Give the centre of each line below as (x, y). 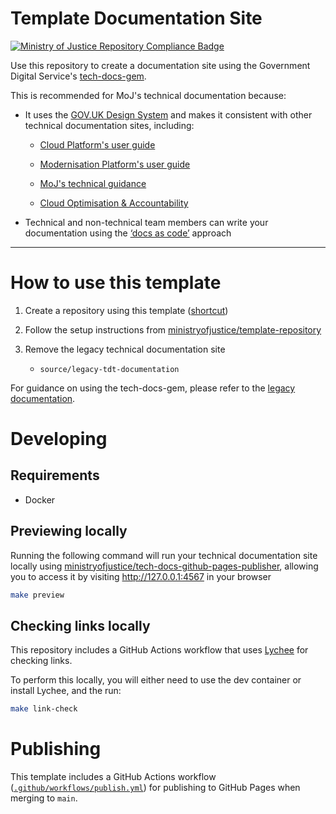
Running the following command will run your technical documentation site (164, 555)
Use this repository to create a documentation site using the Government (160, 65)
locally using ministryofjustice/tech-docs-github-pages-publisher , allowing (164, 566)
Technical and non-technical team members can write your (146, 222)
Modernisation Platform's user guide (115, 164)
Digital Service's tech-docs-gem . (78, 76)
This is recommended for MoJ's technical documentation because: (148, 95)
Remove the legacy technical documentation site (125, 349)
